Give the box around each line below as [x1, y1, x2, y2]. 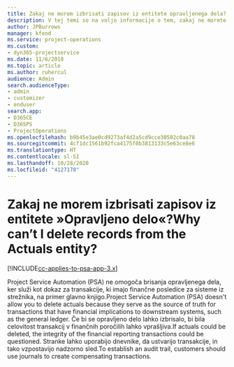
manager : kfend [7, 29, 52, 37]
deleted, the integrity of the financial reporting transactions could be [7, 329, 204, 338]
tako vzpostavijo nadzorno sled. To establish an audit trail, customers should [7, 344, 226, 353]
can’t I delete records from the [7, 226, 187, 242]
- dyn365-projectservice [7, 50, 80, 57]
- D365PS [7, 120, 33, 128]
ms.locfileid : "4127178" [7, 166, 80, 173]
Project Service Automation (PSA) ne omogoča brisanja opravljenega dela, [7, 278, 221, 286]
